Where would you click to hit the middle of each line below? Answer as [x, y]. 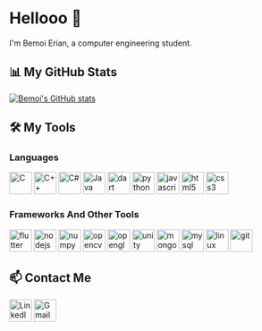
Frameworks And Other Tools [74, 215]
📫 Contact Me [51, 278]
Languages [34, 157]
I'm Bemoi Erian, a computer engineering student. [101, 43]
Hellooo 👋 [46, 18]
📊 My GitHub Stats [63, 72]
